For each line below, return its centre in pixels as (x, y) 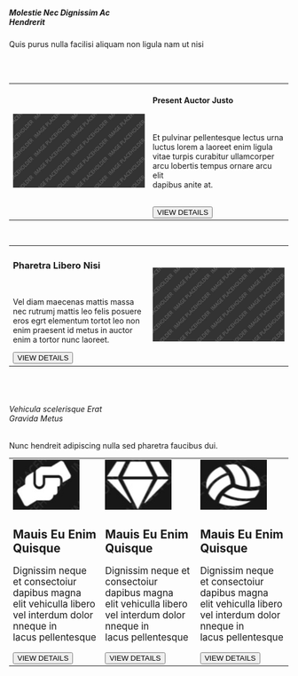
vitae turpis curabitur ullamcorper (214, 156)
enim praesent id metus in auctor (73, 330)
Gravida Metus (36, 418)
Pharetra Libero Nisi (57, 266)
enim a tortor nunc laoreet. (61, 340)
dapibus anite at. (183, 184)
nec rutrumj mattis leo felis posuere (77, 312)
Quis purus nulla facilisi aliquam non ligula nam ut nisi (107, 44)
